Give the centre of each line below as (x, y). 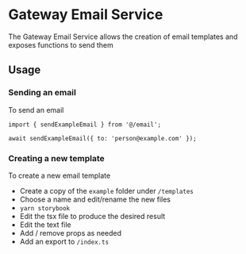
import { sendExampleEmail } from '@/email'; (85, 125)
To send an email (36, 110)
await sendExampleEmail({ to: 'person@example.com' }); (102, 138)
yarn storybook (45, 208)
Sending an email (42, 93)
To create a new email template (60, 175)
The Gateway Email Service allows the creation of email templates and (123, 37)
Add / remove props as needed (70, 233)
